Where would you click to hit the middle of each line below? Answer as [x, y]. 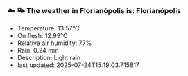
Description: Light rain [49, 58]
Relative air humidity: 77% [54, 43]
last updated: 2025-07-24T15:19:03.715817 [78, 65]
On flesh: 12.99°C [42, 36]
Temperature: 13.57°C [48, 28]
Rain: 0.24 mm [38, 50]
